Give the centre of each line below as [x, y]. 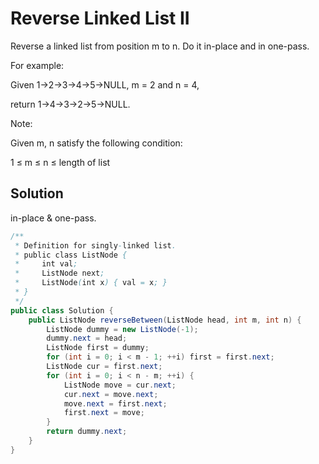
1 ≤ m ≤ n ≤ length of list [60, 162]
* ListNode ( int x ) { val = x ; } [91, 283]
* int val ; [46, 264]
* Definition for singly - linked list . [95, 245]
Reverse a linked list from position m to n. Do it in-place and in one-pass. [160, 46]
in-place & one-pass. [53, 218]
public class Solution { [62, 310]
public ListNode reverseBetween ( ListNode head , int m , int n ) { [165, 320]
